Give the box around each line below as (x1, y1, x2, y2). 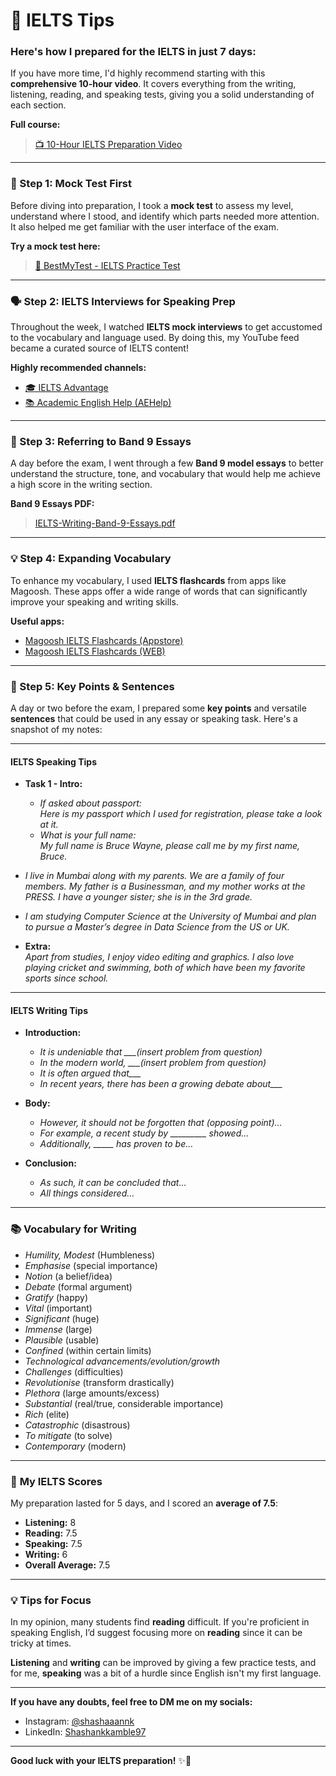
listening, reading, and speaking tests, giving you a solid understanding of (10, 89, 315, 101)
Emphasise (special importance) (24, 1259, 158, 1271)
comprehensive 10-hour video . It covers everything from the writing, (10, 78, 297, 90)
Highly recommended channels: (10, 362, 147, 374)
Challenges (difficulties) (24, 1365, 124, 1378)
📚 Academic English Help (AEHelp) (24, 397, 172, 409)
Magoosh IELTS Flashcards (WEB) (24, 645, 166, 657)
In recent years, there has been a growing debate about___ (39, 1078, 283, 1090)
